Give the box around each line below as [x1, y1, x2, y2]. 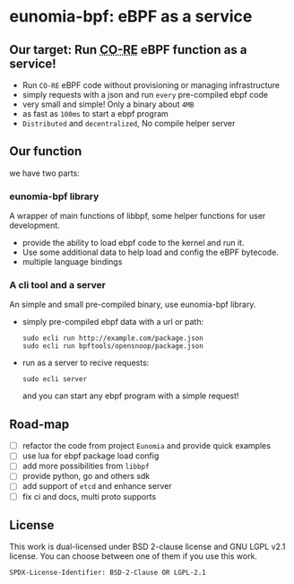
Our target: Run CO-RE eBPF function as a [9, 42, 247, 57]
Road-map [9, 416, 70, 431]
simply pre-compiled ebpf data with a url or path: [22, 317, 204, 327]
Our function [9, 144, 82, 159]
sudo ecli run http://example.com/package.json [22, 334, 203, 343]
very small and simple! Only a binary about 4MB [22, 99, 195, 109]
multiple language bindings [22, 257, 123, 267]
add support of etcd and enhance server [22, 481, 172, 492]
